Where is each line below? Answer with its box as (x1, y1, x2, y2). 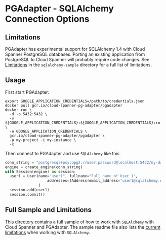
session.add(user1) (9, 188, 50, 193)
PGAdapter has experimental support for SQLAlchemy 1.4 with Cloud (5, 46, 145, 52)
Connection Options (5, 13, 90, 25)
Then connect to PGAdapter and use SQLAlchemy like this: (5, 150, 121, 156)
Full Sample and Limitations (5, 206, 92, 214)
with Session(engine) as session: (5, 169, 77, 174)
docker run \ (5, 107, 32, 112)
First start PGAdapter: (5, 89, 49, 95)
